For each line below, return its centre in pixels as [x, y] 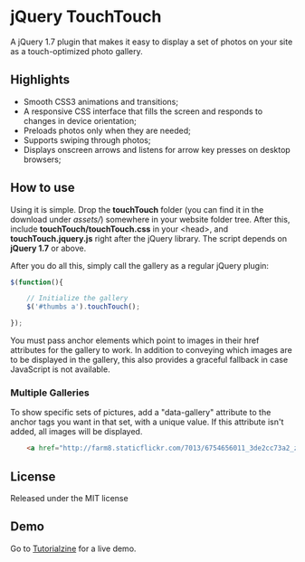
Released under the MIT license [70, 499]
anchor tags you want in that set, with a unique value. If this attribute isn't [147, 422]
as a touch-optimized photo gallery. [76, 51]
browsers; [42, 159]
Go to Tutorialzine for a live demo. [73, 548]
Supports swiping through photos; [87, 140]
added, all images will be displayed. [76, 432]
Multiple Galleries [50, 393]
